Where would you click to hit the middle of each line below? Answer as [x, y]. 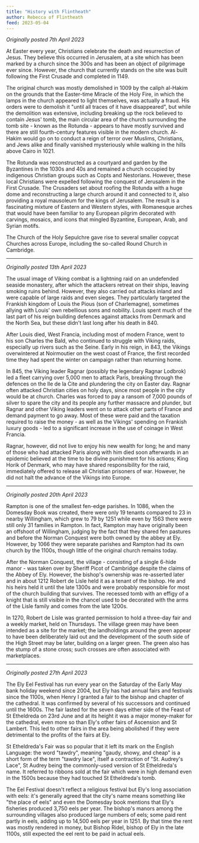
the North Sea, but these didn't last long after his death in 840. [82, 323]
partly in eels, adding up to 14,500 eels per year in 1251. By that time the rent [99, 821]
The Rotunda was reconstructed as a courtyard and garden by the [87, 163]
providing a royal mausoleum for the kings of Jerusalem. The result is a [93, 200]
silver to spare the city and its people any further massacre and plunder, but [99, 403]
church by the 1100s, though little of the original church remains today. [92, 550]
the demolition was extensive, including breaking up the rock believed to [94, 113]
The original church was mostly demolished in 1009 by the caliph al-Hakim [97, 88]
